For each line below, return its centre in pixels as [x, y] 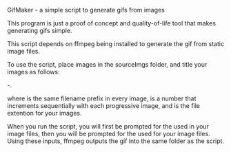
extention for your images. [44, 113]
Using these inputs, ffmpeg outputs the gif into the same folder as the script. [116, 141]
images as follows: [33, 72]
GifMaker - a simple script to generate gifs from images [86, 10]
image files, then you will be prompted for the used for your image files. [109, 134]
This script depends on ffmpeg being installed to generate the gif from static [116, 44]
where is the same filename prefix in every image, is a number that [102, 98]
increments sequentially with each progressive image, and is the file [104, 106]
